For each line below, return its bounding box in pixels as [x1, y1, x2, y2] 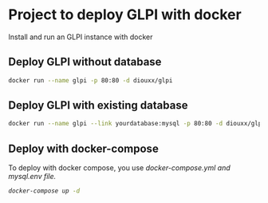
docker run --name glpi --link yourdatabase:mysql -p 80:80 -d [8, 120, 223, 128]
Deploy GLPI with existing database [8, 98, 188, 113]
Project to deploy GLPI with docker [8, 6, 242, 24]
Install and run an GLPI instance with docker [8, 32, 153, 42]
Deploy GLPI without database [8, 55, 162, 69]
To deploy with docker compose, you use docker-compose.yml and [8, 163, 231, 173]
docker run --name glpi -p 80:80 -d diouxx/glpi [8, 76, 173, 85]
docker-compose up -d [8, 187, 81, 195]
